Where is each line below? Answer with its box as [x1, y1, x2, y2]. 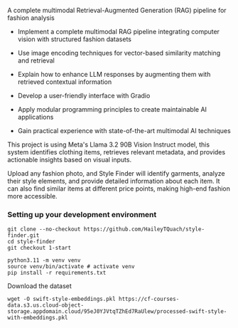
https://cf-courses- [118, 295, 180, 303]
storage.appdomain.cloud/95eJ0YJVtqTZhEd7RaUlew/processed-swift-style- [7, 308, 227, 315]
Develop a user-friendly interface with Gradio [17, 92, 151, 100]
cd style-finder [7, 238, 55, 245]
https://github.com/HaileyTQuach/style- [83, 226, 205, 233]
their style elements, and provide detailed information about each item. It [7, 177, 220, 185]
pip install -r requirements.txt [7, 270, 107, 277]
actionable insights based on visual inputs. [7, 156, 132, 164]
